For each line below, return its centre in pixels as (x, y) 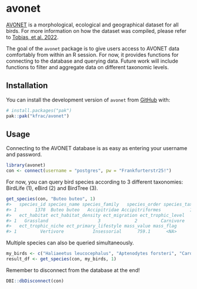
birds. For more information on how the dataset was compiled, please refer (96, 30)
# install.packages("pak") (39, 110)
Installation (27, 86)
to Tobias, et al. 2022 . (32, 37)
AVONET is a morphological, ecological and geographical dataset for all (92, 25)
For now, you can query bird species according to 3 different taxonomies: (95, 182)
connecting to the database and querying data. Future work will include (92, 61)
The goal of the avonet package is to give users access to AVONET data (93, 48)
